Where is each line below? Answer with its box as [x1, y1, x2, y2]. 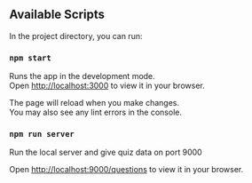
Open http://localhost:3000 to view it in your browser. [9, 80, 206, 91]
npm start [9, 52, 51, 63]
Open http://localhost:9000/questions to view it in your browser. [9, 164, 244, 175]
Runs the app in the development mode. [9, 71, 155, 82]
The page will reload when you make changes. [9, 98, 180, 108]
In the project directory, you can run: [9, 30, 143, 41]
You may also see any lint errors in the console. [9, 107, 182, 118]
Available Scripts [9, 7, 105, 22]
